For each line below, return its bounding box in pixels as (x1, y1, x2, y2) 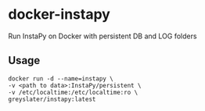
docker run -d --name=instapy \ (8, 74, 113, 83)
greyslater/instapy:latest (8, 95, 96, 103)
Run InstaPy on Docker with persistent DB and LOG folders (8, 31, 197, 41)
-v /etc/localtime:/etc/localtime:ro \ (8, 88, 138, 96)
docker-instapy (8, 5, 111, 23)
